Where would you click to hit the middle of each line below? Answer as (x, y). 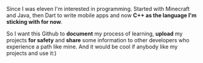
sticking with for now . (35, 22)
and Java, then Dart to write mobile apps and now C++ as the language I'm (102, 15)
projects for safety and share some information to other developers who (98, 40)
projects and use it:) (31, 53)
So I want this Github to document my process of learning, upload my (94, 34)
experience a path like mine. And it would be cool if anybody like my (92, 46)
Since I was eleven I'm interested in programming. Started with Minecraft (98, 9)
